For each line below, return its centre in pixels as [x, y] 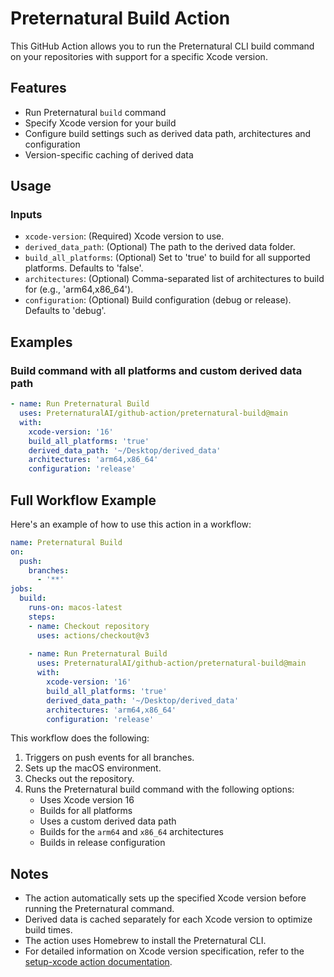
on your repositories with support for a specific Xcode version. [139, 56]
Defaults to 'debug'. [65, 311]
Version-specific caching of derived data [109, 154]
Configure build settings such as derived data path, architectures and [168, 133]
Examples [41, 342]
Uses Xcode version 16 [87, 800]
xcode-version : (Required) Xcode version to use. [124, 236]
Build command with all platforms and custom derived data [156, 370]
